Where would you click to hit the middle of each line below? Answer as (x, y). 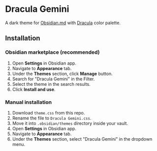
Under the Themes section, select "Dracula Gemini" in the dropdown (82, 139)
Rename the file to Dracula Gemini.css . (52, 118)
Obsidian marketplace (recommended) (52, 52)
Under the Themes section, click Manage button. (62, 74)
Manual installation (29, 102)
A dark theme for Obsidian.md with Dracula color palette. (63, 23)
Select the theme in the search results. (51, 84)
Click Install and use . (34, 89)
